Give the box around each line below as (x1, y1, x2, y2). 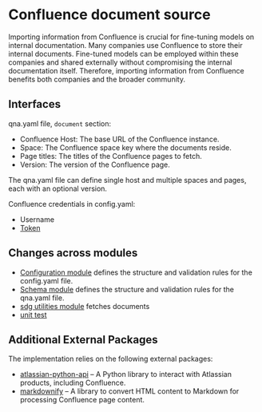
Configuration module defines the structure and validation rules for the (19, 267, 253, 277)
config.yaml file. (19, 275, 73, 285)
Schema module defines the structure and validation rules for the (19, 284, 234, 294)
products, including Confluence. (19, 378, 126, 388)
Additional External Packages (8, 333, 158, 347)
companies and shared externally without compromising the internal (8, 57, 232, 67)
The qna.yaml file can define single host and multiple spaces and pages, (8, 175, 247, 184)
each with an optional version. (8, 184, 108, 193)
